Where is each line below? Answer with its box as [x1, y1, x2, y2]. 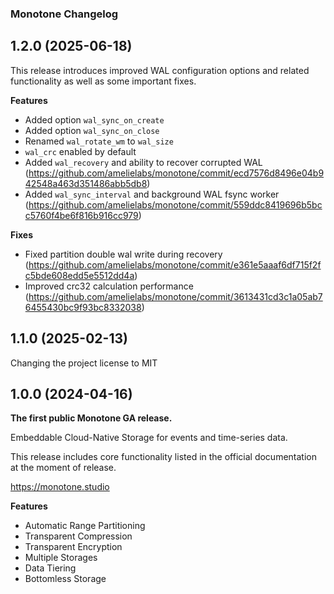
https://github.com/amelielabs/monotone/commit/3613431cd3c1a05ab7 [28, 290, 323, 302]
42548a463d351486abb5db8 [24, 177, 148, 189]
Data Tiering [24, 562, 77, 574]
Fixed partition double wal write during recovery [24, 248, 223, 260]
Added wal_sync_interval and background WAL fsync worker [24, 188, 280, 200]
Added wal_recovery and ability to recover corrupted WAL [24, 156, 263, 168]
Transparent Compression [24, 530, 133, 542]
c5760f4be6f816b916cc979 [24, 209, 139, 221]
